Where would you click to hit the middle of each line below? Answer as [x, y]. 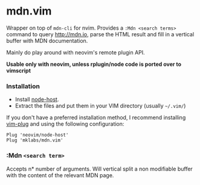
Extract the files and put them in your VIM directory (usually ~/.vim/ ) [100, 106]
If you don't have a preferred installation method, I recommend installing [96, 118]
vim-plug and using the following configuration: [65, 124]
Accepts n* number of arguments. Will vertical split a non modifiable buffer [100, 169]
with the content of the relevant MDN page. [60, 175]
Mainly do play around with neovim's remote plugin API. [76, 52]
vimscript [19, 70]
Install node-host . [37, 99]
